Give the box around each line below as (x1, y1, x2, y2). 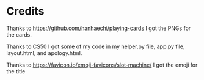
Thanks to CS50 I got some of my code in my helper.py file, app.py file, (6, 43, 185, 50)
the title (6, 67, 26, 75)
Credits (6, 4, 45, 18)
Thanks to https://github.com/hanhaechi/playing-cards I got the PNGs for (6, 24, 191, 32)
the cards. (6, 31, 32, 38)
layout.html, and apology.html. (6, 49, 82, 56)
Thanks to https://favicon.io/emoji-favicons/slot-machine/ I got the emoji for (6, 61, 198, 68)
